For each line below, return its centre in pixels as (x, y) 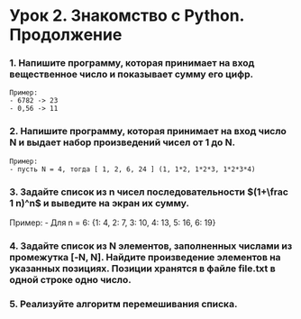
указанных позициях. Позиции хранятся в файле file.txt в (143, 269)
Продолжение (66, 35)
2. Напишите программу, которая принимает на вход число (148, 132)
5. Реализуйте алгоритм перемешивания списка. (123, 304)
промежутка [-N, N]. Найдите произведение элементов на (145, 257)
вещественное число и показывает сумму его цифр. (132, 75)
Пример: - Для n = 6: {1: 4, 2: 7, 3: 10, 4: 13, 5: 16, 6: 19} (113, 223)
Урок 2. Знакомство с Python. (127, 16)
